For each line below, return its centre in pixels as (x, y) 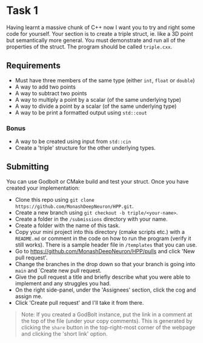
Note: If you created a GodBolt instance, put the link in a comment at (107, 314)
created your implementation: (43, 188)
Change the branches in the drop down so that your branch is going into (105, 264)
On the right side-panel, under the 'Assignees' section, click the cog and (105, 290)
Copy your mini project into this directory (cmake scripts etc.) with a (100, 231)
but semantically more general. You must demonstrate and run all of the (96, 40)
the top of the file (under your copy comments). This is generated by (107, 321)
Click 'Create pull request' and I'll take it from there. (79, 302)
